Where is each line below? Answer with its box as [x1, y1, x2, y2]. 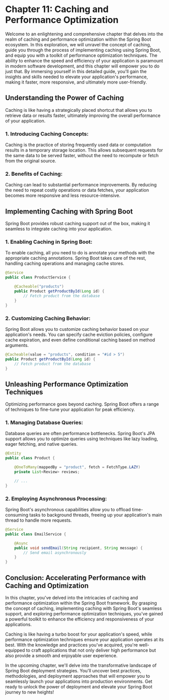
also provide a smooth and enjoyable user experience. [5, 652, 118, 658]
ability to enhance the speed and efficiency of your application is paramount [5, 57, 163, 63]
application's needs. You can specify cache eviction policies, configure [5, 331, 153, 337]
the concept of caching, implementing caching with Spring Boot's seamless [5, 605, 162, 611]
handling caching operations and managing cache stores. [5, 260, 125, 266]
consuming [5, 512, 29, 518]
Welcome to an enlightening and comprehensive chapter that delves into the [5, 31, 163, 37]
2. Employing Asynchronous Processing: [5, 495, 107, 502]
